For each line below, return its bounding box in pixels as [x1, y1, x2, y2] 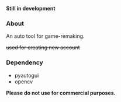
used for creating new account [6, 44, 80, 51]
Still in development [6, 5, 56, 12]
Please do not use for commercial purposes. [6, 89, 116, 96]
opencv [14, 78, 33, 85]
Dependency [6, 58, 44, 66]
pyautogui [14, 72, 39, 79]
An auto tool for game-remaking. [6, 33, 85, 40]
